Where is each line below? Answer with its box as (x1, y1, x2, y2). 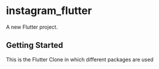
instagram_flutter (6, 4, 92, 18)
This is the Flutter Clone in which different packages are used (6, 56, 154, 63)
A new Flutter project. (6, 23, 58, 30)
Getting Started (6, 40, 63, 50)
